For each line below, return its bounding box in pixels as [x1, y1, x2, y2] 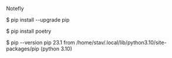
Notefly [6, 5, 25, 12]
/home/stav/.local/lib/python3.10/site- [76, 39, 167, 46]
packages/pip [6, 45, 39, 52]
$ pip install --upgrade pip [6, 16, 70, 23]
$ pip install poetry [6, 28, 52, 35]
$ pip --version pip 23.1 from [6, 39, 75, 46]
